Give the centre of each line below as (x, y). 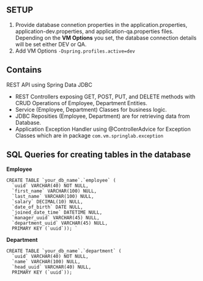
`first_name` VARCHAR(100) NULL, (54, 191)
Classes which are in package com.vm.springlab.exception (89, 135)
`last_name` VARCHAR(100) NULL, (53, 197)
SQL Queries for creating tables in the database (99, 155)
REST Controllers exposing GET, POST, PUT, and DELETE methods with (105, 97)
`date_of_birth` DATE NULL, (48, 207)
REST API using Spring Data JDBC (50, 84)
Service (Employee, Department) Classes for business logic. (91, 109)
